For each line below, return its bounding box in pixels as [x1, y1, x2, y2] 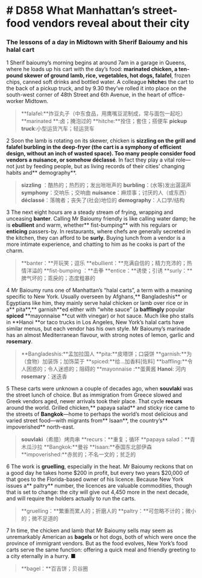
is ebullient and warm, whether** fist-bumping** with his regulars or [6, 221, 177, 229]
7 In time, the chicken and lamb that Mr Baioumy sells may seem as [6, 527, 173, 534]
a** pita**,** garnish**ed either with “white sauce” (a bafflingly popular [6, 306, 185, 313]
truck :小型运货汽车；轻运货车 [21, 125, 95, 133]
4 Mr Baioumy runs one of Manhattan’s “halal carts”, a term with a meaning [6, 287, 192, 294]
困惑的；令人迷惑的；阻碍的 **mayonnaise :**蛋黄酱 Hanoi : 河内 [26, 365, 186, 372]
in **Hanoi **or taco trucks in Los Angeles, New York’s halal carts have [6, 319, 185, 326]
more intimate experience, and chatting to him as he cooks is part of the [6, 240, 185, 248]
